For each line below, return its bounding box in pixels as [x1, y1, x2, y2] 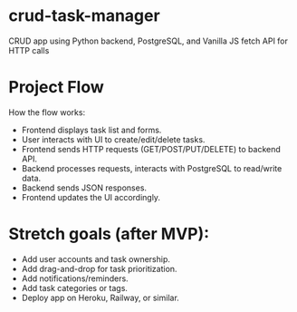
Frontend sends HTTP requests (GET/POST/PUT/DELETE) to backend [21, 143, 282, 154]
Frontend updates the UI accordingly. [21, 191, 160, 202]
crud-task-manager [8, 5, 160, 26]
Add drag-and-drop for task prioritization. [21, 263, 177, 274]
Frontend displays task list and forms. [21, 124, 162, 135]
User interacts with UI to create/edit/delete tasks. [21, 133, 206, 145]
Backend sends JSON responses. [21, 182, 147, 193]
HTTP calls [8, 44, 50, 55]
